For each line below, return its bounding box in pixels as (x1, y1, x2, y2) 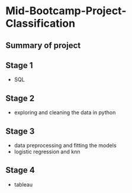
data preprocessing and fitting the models (14, 142, 117, 149)
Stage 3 (5, 126, 35, 136)
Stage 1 (5, 60, 33, 70)
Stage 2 (5, 93, 35, 103)
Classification (5, 17, 75, 30)
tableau (14, 181, 33, 188)
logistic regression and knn (14, 148, 81, 155)
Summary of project (5, 40, 81, 50)
